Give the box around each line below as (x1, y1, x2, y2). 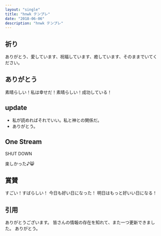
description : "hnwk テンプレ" (5, 20, 63, 26)
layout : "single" (5, 7, 40, 12)
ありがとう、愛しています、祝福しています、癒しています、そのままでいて (5, 54, 153, 60)
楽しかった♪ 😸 (5, 161, 35, 166)
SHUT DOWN (5, 150, 32, 156)
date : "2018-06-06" (5, 16, 45, 21)
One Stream (5, 138, 42, 146)
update (5, 104, 27, 112)
